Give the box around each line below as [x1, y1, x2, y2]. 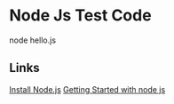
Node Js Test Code [9, 5, 153, 26]
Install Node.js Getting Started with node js [9, 84, 166, 94]
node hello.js [9, 35, 56, 45]
